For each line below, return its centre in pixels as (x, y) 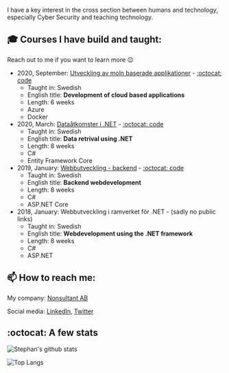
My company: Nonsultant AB (48, 297)
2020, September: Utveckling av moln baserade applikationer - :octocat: (119, 73)
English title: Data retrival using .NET (80, 138)
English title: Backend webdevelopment (84, 182)
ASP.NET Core (48, 204)
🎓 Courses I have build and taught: (85, 39)
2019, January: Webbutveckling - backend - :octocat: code (100, 168)
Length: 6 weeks (51, 102)
